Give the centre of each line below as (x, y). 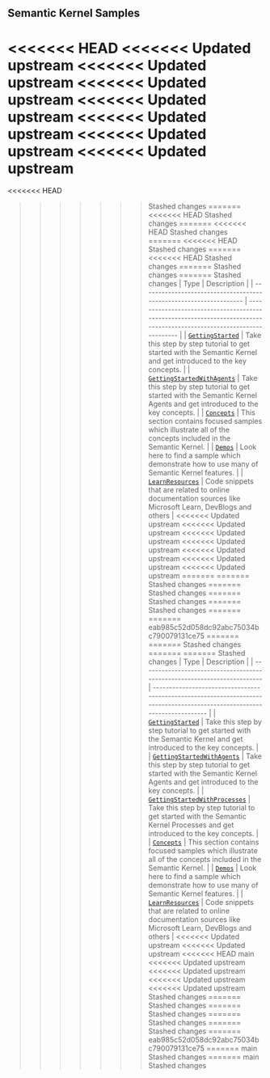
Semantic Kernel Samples (74, 13)
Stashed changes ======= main (204, 1057)
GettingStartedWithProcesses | (200, 799)
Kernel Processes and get (191, 825)
